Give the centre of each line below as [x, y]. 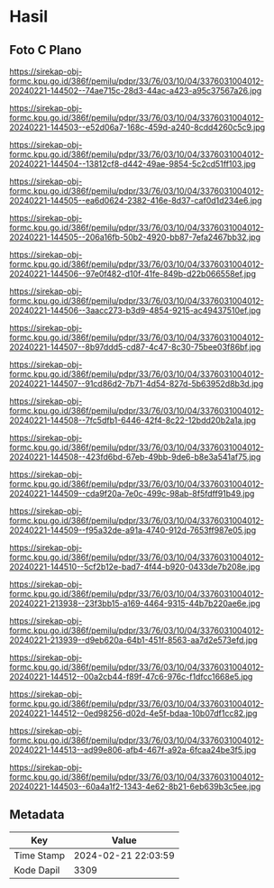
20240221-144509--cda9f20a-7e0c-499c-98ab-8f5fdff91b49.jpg [132, 494]
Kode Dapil [37, 870]
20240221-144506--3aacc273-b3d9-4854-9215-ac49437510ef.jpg [135, 310]
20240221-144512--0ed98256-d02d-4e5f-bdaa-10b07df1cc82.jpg [133, 713]
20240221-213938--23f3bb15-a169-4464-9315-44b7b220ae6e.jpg [135, 603]
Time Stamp [40, 856]
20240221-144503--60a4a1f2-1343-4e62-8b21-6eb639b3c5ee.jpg [135, 787]
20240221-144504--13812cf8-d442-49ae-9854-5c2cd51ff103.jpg [132, 164]
